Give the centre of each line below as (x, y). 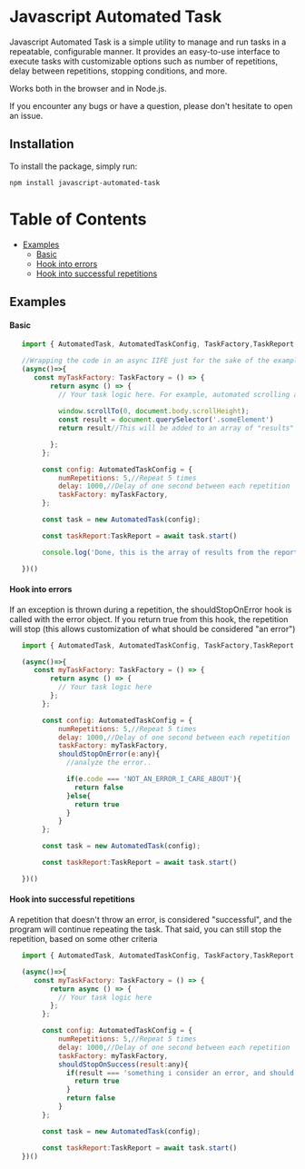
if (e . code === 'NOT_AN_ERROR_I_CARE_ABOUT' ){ (154, 779)
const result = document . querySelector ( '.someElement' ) (166, 420)
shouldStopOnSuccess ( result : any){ (123, 1065)
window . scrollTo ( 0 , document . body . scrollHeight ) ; (153, 411)
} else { (79, 796)
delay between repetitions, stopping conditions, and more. (118, 71)
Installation (42, 144)
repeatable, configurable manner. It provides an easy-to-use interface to (145, 51)
